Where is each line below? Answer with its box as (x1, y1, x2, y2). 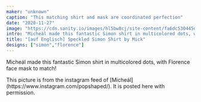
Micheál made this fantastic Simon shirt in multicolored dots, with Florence (6, 58, 190, 66)
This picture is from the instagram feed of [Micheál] (6, 76, 133, 84)
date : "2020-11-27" (6, 20, 55, 26)
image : (6, 25, 23, 32)
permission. (6, 89, 35, 96)
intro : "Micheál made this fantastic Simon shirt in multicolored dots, (6, 31, 191, 37)
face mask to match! (6, 64, 57, 72)
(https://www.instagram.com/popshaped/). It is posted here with (6, 82, 165, 89)
